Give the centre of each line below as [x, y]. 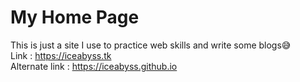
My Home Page [75, 17]
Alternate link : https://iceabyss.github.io [94, 66]
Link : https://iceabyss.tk [61, 55]
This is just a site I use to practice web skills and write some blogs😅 [151, 45]
